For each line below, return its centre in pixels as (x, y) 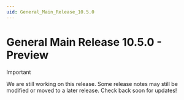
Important (19, 72)
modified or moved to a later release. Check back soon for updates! (92, 90)
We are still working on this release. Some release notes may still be (92, 84)
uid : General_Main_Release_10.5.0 (51, 12)
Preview (28, 55)
